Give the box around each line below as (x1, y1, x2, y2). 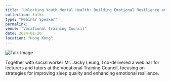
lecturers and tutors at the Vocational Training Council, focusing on (5, 64, 145, 71)
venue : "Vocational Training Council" (5, 26, 87, 31)
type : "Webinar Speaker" (5, 17, 58, 22)
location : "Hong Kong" (5, 36, 53, 41)
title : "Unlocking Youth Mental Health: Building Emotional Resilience (5, 7, 159, 13)
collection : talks (5, 12, 44, 17)
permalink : (5, 21, 28, 27)
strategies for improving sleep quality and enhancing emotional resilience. (5, 70, 159, 76)
